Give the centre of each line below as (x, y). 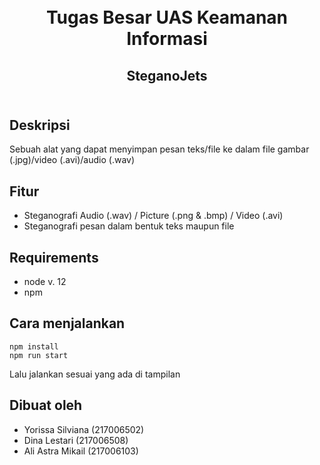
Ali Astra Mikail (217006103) (81, 451)
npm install (34, 346)
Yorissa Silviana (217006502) (84, 429)
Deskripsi (40, 125)
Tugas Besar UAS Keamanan (167, 17)
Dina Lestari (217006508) (76, 440)
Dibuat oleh (46, 405)
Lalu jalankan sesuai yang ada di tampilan (95, 374)
